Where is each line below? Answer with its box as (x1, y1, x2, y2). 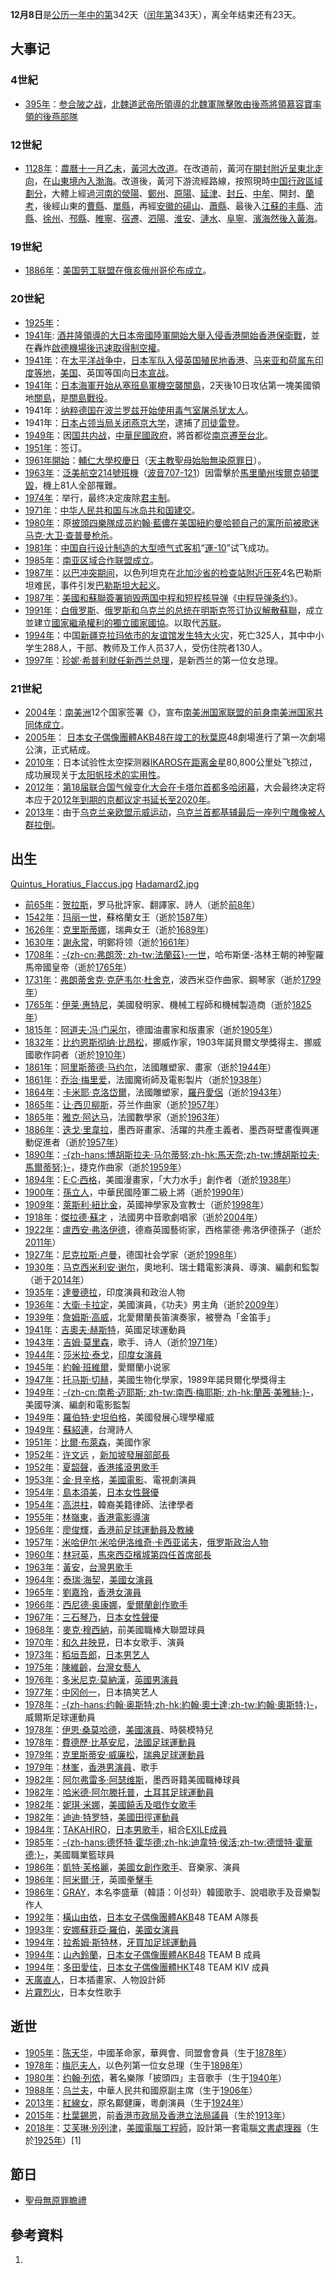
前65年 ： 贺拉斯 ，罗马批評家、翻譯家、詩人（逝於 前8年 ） (24, 898, 261, 910)
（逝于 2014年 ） (24, 1273, 90, 1285)
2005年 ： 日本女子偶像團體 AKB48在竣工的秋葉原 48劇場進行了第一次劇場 (24, 731, 326, 743)
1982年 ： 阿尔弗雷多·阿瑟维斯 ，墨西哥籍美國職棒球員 (24, 1773, 241, 1785)
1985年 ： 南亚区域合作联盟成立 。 (24, 554, 160, 566)
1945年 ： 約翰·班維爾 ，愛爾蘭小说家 (24, 1361, 171, 1373)
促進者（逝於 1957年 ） (33, 1136, 124, 1148)
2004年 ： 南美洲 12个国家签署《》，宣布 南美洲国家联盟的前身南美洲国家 (24, 706, 315, 718)
